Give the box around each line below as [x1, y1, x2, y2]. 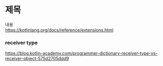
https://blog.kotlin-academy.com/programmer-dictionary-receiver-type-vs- [5, 50, 158, 56]
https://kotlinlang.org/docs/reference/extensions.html [5, 27, 114, 33]
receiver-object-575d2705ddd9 [5, 56, 69, 62]
